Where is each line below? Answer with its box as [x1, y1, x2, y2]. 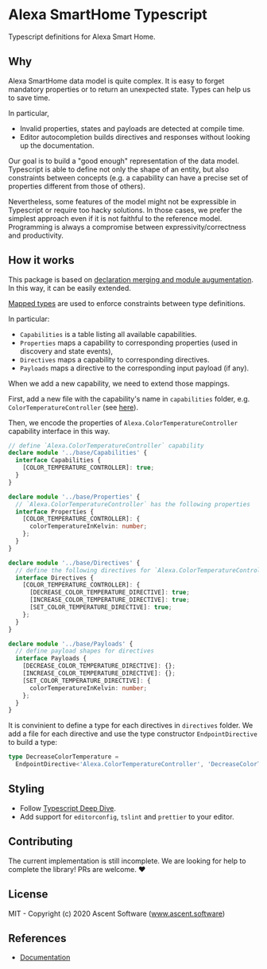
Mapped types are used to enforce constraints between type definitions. [8, 298, 246, 308]
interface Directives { [15, 574, 94, 582]
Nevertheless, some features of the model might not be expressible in [8, 196, 237, 206]
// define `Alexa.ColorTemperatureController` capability [8, 441, 204, 450]
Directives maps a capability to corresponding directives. [19, 355, 210, 364]
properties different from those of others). [8, 181, 145, 191]
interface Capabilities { [15, 456, 102, 464]
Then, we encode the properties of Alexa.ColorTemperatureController [8, 417, 238, 427]
